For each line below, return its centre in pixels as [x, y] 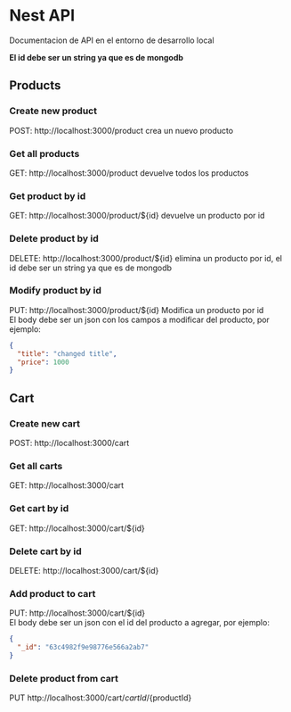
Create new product [53, 111]
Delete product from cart [64, 678]
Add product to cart [53, 593]
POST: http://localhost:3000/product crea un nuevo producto [121, 130]
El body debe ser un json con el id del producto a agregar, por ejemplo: [139, 623]
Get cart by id [39, 509]
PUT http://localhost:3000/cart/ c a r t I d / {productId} [101, 698]
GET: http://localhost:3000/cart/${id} [77, 528]
